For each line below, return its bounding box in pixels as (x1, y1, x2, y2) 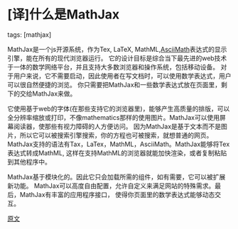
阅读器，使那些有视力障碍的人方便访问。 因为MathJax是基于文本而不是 (13, 122, 222, 130)
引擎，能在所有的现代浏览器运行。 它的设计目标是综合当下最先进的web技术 (7, 54, 227, 62)
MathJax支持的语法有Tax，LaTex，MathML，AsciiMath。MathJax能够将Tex (7, 140, 230, 148)
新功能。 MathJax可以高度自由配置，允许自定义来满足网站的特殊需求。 (7, 181, 215, 190)
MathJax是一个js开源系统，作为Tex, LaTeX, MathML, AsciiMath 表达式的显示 (7, 45, 227, 53)
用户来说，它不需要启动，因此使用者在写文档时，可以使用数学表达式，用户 (13, 72, 232, 80)
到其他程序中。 (7, 157, 51, 166)
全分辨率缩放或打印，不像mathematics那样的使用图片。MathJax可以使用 (7, 113, 220, 121)
